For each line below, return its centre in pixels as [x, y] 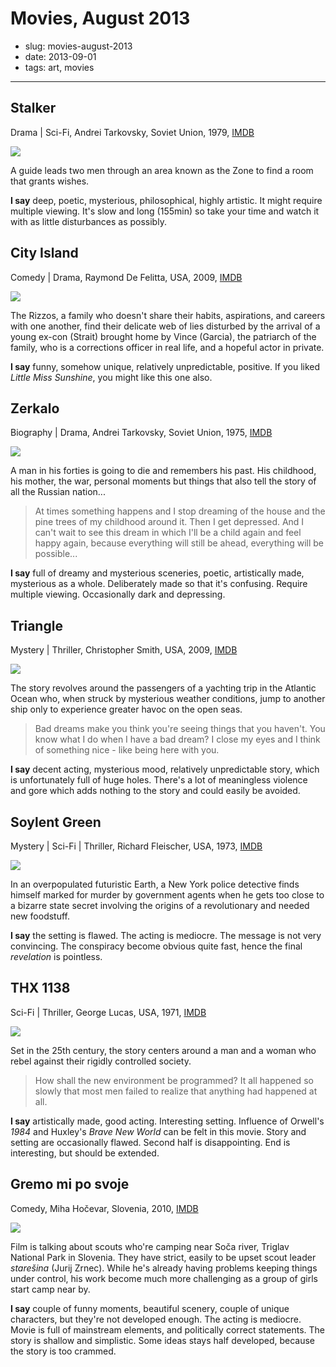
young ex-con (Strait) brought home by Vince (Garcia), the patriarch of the [163, 336]
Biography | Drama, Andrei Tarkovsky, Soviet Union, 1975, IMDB [141, 433]
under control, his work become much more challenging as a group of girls [164, 1278]
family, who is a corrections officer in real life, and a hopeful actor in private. [167, 347]
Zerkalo [35, 408]
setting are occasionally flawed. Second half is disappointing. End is [150, 1142]
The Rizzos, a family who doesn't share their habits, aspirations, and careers [168, 315]
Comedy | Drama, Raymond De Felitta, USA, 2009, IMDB [126, 277]
